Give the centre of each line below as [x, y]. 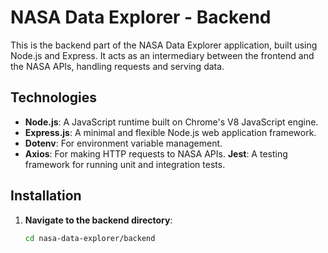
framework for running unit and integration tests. [125, 164]
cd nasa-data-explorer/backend [90, 238]
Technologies [54, 97]
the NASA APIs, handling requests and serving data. [117, 66]
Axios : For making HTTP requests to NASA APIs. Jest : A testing [156, 153]
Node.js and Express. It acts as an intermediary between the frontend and [162, 55]
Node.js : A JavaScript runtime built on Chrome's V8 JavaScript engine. [171, 122]
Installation [46, 196]
